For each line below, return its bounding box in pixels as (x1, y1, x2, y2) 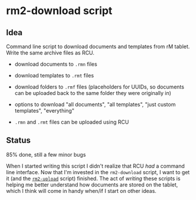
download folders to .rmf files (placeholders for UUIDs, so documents (14, 83, 184, 90)
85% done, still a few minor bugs (6, 151, 87, 158)
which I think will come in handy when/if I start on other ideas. (6, 187, 157, 194)
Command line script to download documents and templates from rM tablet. (6, 43, 190, 50)
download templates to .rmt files (14, 72, 94, 79)
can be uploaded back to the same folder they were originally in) (14, 90, 172, 96)
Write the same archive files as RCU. (6, 49, 95, 56)
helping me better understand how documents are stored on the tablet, (6, 181, 178, 188)
